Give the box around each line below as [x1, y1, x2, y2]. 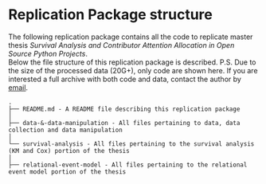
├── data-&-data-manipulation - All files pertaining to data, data [8, 119, 241, 127]
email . [8, 82, 29, 92]
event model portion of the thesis [8, 167, 127, 176]
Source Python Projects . [8, 49, 88, 58]
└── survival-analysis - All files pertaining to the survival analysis [8, 139, 255, 148]
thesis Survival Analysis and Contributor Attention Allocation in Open [8, 40, 235, 49]
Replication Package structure [8, 6, 213, 24]
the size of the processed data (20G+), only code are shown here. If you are [8, 65, 258, 75]
